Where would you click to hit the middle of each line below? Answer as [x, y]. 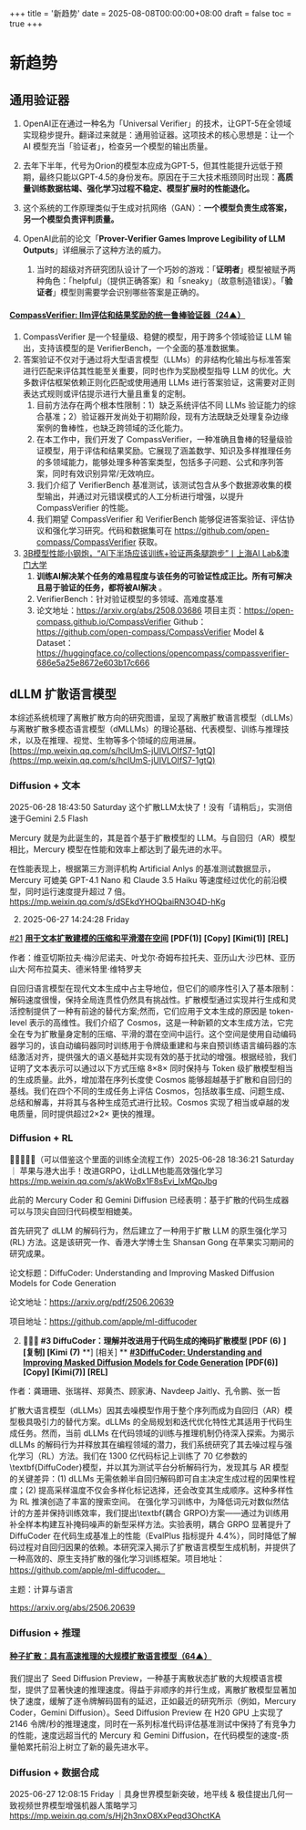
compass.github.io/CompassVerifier [103, 622]
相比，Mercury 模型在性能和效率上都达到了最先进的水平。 [118, 849]
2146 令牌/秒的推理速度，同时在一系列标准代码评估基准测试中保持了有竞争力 [153, 1723]
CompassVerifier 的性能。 [85, 508]
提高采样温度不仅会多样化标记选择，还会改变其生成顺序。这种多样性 [166, 1490]
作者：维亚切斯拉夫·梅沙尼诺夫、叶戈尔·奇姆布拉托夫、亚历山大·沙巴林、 [145, 958]
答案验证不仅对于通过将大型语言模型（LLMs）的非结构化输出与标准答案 [157, 359]
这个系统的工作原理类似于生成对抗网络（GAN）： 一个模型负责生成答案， [157, 208]
